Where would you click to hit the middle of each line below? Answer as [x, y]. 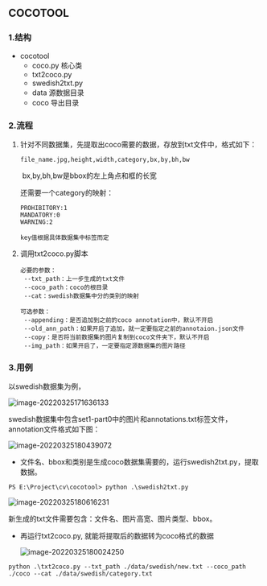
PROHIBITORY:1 [43, 208]
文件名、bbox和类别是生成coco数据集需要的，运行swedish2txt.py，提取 [139, 462]
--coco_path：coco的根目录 [66, 287]
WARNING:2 [37, 222]
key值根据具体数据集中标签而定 [64, 237]
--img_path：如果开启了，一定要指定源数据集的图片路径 [105, 345]
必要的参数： [38, 270]
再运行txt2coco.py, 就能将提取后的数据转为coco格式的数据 [117, 536]
